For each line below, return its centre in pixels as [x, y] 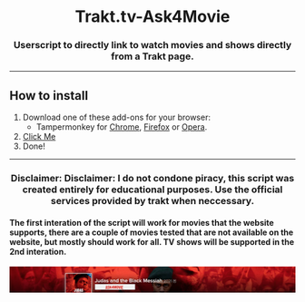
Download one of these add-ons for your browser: [117, 117]
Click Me [39, 137]
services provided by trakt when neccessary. [152, 201]
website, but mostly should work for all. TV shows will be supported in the [152, 241]
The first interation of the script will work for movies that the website [142, 222]
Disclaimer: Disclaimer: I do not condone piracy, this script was [152, 179]
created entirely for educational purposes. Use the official [152, 190]
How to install [49, 96]
